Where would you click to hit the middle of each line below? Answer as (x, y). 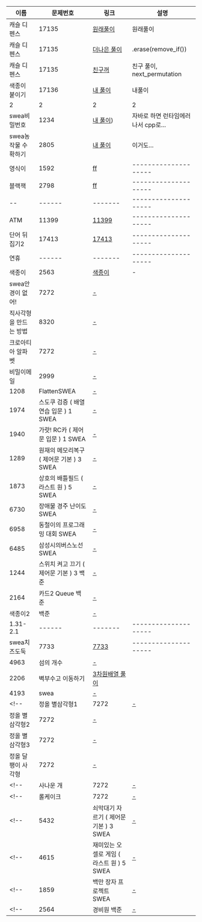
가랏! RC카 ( (55, 430)
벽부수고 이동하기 (62, 679)
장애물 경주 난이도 (63, 506)
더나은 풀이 (107, 49)
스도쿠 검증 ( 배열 (62, 402)
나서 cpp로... (149, 125)
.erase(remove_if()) (160, 49)
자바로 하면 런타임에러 (161, 116)
